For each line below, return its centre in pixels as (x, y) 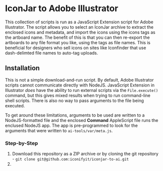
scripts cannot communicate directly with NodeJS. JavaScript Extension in (80, 85)
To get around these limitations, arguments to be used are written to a (75, 115)
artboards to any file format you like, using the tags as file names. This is (78, 42)
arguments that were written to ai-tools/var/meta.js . (59, 130)
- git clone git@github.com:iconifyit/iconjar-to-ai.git (70, 159)
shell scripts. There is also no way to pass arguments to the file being (75, 101)
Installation (22, 68)
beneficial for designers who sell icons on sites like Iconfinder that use (76, 48)
